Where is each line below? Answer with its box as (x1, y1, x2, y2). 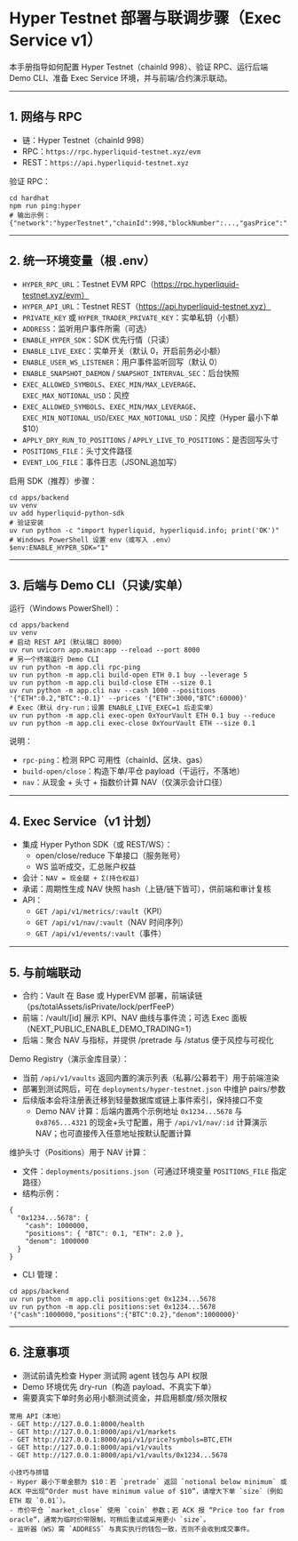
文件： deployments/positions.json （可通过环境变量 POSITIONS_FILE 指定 (21, 1166, 287, 1176)
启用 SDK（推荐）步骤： (9, 475, 98, 486)
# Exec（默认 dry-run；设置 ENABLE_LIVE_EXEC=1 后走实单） (9, 703, 217, 712)
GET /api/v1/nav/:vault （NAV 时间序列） (35, 917, 188, 927)
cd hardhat (9, 193, 50, 203)
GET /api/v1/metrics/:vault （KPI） (35, 906, 167, 917)
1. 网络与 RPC (9, 109, 82, 124)
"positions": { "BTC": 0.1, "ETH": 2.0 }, (25, 1229, 184, 1238)
